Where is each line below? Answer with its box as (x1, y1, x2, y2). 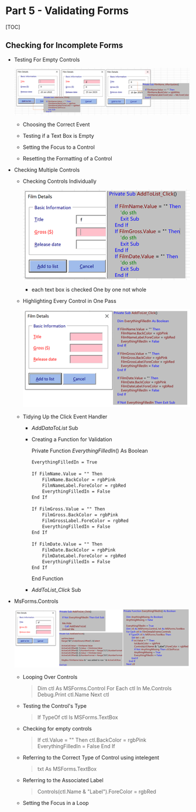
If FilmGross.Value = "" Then (31, 506, 105, 512)
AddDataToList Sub (31, 424, 78, 431)
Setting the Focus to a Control (22, 144, 95, 151)
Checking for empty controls (22, 725, 92, 732)
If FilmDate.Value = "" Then (31, 541, 103, 547)
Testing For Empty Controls (13, 56, 80, 63)
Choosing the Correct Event (22, 121, 90, 128)
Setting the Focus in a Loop (22, 799, 89, 806)
